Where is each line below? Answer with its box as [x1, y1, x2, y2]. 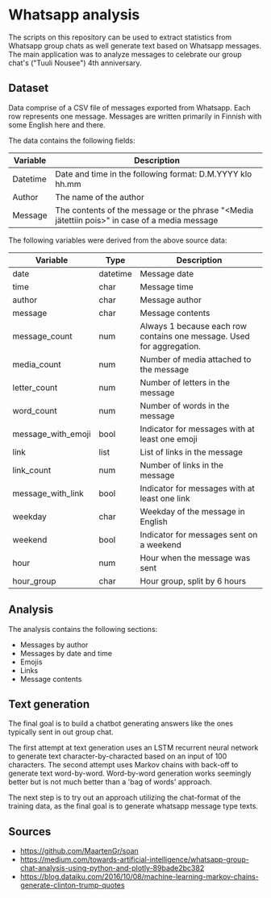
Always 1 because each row [140, 320, 248, 331]
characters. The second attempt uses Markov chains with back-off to [8, 760, 239, 770]
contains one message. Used [140, 331, 250, 342]
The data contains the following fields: [8, 135, 135, 145]
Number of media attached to [140, 353, 252, 364]
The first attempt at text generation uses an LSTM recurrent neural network [8, 743, 259, 753]
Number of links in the [140, 459, 224, 471]
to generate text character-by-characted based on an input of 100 [8, 751, 227, 761]
